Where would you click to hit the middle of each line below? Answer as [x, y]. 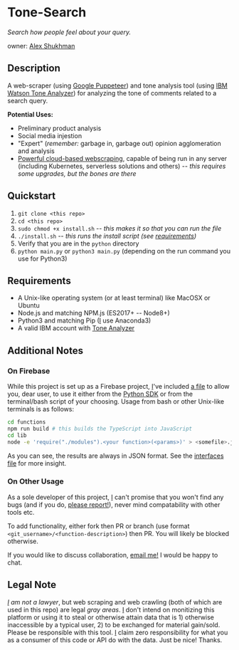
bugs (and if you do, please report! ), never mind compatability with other [114, 504]
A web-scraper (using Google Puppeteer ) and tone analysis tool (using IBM [117, 85]
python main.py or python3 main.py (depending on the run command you [124, 251]
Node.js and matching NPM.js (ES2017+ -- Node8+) [94, 313]
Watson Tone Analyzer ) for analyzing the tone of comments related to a [112, 93]
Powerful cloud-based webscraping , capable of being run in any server [122, 158]
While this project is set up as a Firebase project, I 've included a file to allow [118, 387]
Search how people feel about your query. [69, 32]
